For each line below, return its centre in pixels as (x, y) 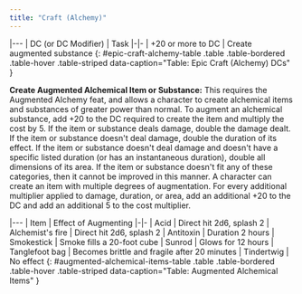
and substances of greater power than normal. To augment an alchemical (146, 109)
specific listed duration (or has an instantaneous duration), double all (137, 157)
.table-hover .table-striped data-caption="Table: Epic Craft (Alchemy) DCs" (150, 62)
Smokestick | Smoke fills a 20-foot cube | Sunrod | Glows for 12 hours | (142, 242)
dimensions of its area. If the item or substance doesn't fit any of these (141, 166)
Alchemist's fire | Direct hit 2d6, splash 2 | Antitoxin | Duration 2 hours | (142, 232)
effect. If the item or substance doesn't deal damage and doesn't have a (144, 147)
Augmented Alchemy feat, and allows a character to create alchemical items (151, 100)
